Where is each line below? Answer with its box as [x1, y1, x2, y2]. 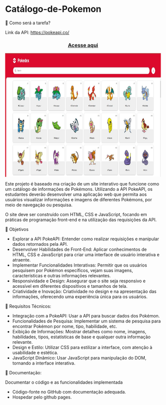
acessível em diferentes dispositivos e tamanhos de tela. [12, 283, 127, 289]
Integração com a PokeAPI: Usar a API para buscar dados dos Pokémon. [12, 313, 160, 319]
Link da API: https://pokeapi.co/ [5, 29, 70, 35]
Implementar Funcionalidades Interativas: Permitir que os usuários [12, 262, 147, 268]
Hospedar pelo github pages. [12, 394, 72, 400]
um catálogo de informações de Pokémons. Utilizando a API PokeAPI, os [5, 186, 153, 192]
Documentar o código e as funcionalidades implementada [5, 379, 123, 385]
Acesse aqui [68, 42, 98, 48]
